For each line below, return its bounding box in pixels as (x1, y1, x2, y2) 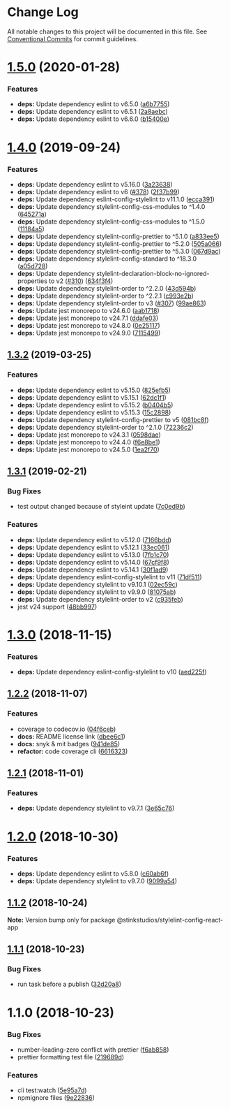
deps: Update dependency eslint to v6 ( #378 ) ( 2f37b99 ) (17, 187, 180, 196)
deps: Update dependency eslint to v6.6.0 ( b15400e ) (17, 115, 169, 123)
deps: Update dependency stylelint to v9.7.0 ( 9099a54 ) (17, 876, 178, 885)
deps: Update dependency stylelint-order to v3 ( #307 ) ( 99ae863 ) (17, 298, 207, 307)
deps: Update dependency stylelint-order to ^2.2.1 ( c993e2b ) (17, 291, 194, 300)
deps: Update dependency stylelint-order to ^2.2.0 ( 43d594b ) (17, 284, 197, 292)
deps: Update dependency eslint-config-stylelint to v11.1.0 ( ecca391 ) (17, 195, 215, 203)
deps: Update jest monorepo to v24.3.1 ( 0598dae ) (17, 430, 162, 439)
